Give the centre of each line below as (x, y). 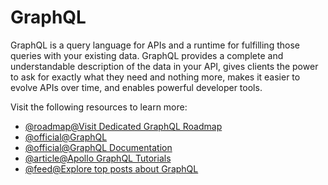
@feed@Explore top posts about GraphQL (111, 168)
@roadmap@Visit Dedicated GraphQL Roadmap (123, 126)
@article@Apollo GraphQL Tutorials (98, 158)
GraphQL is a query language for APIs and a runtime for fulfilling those (155, 45)
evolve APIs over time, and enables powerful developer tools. (136, 87)
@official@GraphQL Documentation (98, 147)
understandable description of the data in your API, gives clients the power (164, 66)
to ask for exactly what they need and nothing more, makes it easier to (155, 77)
